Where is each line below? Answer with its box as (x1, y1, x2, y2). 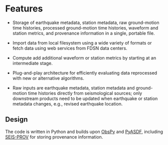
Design (5, 115, 28, 124)
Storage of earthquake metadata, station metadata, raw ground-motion (12, 19, 159, 25)
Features (5, 3, 43, 14)
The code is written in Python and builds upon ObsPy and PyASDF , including (5, 128, 163, 134)
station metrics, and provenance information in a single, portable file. (12, 30, 155, 36)
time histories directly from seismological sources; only (28, 90, 142, 96)
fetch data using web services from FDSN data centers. (12, 45, 128, 51)
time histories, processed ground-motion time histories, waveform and (12, 24, 158, 30)
